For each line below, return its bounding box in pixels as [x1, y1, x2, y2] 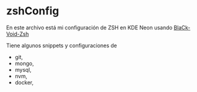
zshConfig [6, 4, 60, 18]
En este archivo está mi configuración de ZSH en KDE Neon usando [6, 24, 173, 31]
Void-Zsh [6, 30, 29, 37]
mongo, [14, 60, 34, 67]
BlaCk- [174, 24, 191, 31]
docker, [14, 79, 34, 86]
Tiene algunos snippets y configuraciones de [6, 42, 118, 49]
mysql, [14, 66, 32, 73]
